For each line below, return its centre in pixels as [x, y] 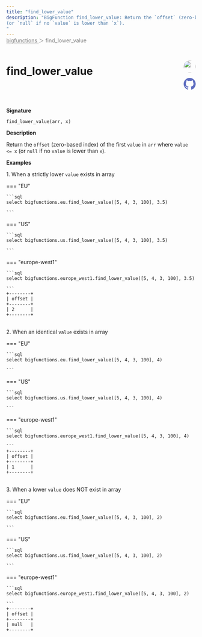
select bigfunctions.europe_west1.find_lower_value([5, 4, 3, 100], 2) [98, 594]
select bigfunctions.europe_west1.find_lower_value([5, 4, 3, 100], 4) [98, 436]
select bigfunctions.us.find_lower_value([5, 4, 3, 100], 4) [84, 398]
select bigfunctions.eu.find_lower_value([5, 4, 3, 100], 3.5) [87, 203]
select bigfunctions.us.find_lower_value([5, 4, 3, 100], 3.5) [87, 241]
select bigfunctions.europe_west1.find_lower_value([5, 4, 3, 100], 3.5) [101, 279]
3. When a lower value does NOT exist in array [64, 490]
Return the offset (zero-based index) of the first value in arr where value [97, 145]
